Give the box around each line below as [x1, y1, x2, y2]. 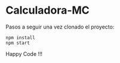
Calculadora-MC [5, 4, 90, 17]
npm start [5, 40, 30, 46]
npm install [5, 34, 35, 40]
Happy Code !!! [5, 50, 43, 57]
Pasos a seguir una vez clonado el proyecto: [5, 23, 115, 30]
